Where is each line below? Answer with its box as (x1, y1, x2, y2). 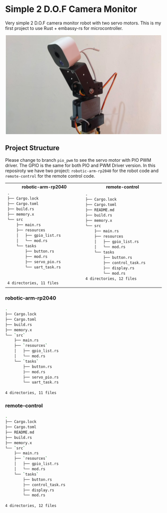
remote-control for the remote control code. (5, 173, 95, 179)
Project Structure (5, 144, 60, 152)
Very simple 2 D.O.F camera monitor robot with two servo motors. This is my (5, 20, 162, 26)
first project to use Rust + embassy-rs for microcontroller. (5, 25, 123, 31)
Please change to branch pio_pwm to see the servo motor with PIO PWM (5, 157, 152, 163)
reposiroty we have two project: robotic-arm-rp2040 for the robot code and (5, 168, 159, 174)
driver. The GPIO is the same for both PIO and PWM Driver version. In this (5, 162, 156, 168)
